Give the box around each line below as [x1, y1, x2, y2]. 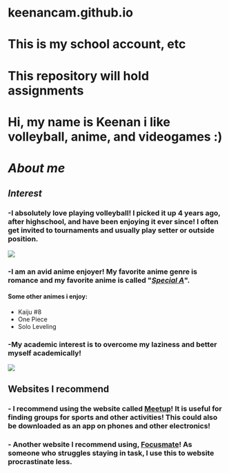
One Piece [17, 315, 48, 323]
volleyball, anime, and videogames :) [8, 129, 223, 144]
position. [8, 234, 39, 244]
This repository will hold [8, 68, 150, 83]
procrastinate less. [8, 457, 72, 467]
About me [8, 160, 66, 176]
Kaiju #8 [17, 308, 42, 316]
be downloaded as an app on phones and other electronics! [8, 421, 211, 431]
